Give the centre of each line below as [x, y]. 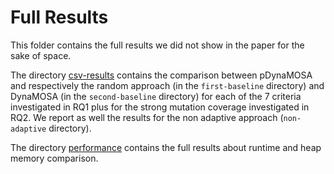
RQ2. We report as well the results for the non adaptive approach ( [147, 117]
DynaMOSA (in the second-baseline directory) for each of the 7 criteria [156, 96]
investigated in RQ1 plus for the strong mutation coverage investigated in [160, 107]
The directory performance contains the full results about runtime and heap [166, 147]
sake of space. [41, 55]
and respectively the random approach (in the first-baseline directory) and [167, 85]
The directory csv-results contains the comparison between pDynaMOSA [161, 75]
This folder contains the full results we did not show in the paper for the [157, 45]
